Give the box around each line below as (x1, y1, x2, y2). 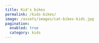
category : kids (9, 30, 41, 35)
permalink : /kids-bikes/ (5, 12, 56, 17)
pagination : (5, 21, 30, 26)
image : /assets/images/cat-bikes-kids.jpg (5, 16, 94, 21)
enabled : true (9, 26, 39, 31)
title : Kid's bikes (5, 7, 46, 12)
